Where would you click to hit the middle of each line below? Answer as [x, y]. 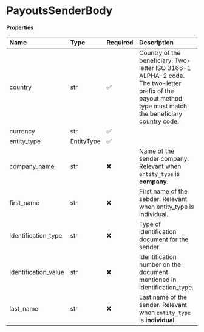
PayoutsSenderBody [59, 11]
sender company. [164, 158]
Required [120, 42]
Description [156, 42]
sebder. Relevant [163, 199]
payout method [161, 98]
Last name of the [163, 297]
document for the [164, 239]
